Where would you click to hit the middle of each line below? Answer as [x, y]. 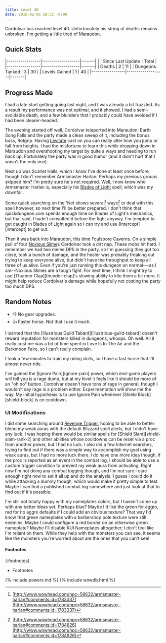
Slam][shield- [147, 434]
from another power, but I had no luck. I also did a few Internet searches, [79, 444]
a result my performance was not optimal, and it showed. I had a [70, 110]
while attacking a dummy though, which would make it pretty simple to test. [82, 481]
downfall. [15, 193]
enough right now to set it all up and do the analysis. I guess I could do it [79, 476]
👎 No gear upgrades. [34, 314]
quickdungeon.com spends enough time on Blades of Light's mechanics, [79, 213]
